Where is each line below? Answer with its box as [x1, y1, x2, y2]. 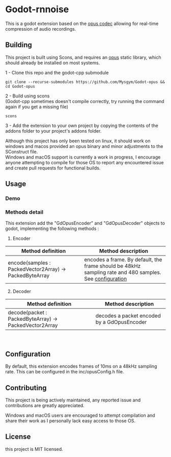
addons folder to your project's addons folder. [5, 128, 102, 134]
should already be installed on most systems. [5, 60, 100, 66]
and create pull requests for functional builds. [5, 165, 101, 171]
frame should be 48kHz [83, 263, 141, 270]
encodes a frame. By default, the [83, 256, 162, 263]
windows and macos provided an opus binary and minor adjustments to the [5, 143, 163, 149]
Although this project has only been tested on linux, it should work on [5, 138, 151, 144]
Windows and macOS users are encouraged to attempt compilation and [5, 412, 155, 418]
